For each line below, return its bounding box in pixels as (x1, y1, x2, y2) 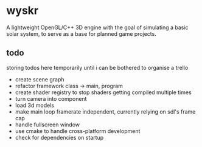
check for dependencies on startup (15, 134, 104, 141)
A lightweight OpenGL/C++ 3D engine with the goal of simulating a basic (6, 24, 189, 31)
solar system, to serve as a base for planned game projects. (6, 30, 156, 37)
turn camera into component (15, 95, 87, 102)
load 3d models (15, 101, 55, 109)
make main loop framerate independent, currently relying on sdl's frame (15, 108, 196, 115)
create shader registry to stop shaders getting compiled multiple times (15, 89, 192, 96)
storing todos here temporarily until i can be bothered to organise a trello (6, 64, 189, 71)
